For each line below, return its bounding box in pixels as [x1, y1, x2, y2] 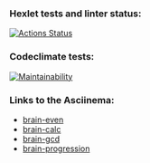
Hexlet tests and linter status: [9, 7, 142, 20]
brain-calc [22, 123, 61, 134]
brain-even [22, 114, 64, 125]
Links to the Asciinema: [9, 93, 115, 106]
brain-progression [22, 143, 90, 154]
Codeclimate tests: [9, 51, 95, 63]
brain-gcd [22, 133, 61, 144]
